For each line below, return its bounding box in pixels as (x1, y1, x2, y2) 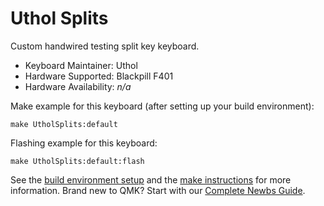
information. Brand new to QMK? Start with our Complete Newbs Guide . (10, 184, 306, 196)
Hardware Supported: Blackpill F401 (24, 70, 174, 82)
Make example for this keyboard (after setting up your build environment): (10, 100, 315, 112)
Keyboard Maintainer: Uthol (24, 59, 138, 71)
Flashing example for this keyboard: (10, 137, 158, 149)
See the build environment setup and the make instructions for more (10, 173, 292, 186)
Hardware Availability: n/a (24, 80, 132, 92)
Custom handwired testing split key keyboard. (10, 40, 200, 52)
